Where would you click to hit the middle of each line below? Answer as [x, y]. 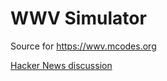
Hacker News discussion [61, 65]
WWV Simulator [78, 18]
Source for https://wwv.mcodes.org [83, 46]
